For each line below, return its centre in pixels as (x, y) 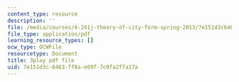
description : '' (31, 21)
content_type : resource (43, 14)
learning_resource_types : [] (51, 41)
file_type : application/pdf (49, 34)
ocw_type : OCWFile (34, 47)
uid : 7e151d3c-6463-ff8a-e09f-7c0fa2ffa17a (73, 67)
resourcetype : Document (43, 54)
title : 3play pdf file (41, 61)
